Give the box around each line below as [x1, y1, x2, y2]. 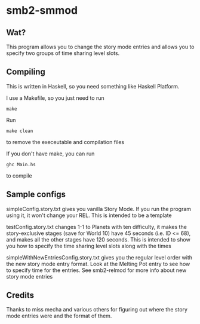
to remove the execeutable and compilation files [6, 138, 124, 145]
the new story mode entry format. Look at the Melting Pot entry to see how [6, 260, 190, 267]
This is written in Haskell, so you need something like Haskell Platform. [6, 82, 180, 90]
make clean [6, 128, 33, 134]
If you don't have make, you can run [6, 150, 95, 157]
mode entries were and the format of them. [6, 312, 112, 320]
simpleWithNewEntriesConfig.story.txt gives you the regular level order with [6, 253, 193, 261]
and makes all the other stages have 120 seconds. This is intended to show [6, 236, 191, 243]
